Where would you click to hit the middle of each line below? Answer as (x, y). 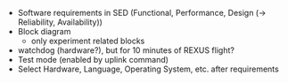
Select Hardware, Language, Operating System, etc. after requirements (148, 69)
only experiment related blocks (88, 41)
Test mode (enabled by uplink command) (93, 60)
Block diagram (44, 31)
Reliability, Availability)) (60, 22)
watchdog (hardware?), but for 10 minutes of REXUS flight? (126, 50)
